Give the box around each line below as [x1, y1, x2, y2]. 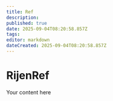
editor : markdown [6, 37, 50, 43]
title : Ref [6, 8, 34, 15]
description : [6, 15, 39, 21]
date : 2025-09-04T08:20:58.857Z [6, 25, 88, 32]
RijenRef [6, 69, 50, 82]
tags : [6, 31, 20, 37]
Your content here [6, 88, 51, 96]
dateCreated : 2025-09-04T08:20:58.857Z [6, 43, 107, 49]
